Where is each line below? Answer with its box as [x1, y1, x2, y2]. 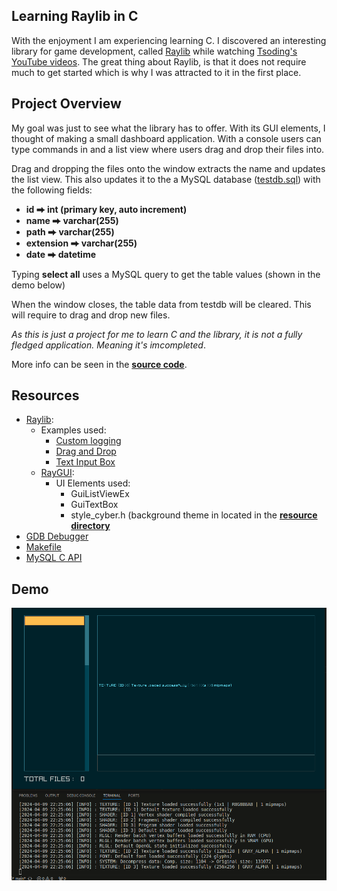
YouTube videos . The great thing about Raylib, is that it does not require [11, 55, 307, 68]
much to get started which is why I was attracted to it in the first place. [11, 66, 302, 78]
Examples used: [40, 424, 107, 436]
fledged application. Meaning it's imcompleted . [11, 339, 206, 351]
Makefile [25, 541, 62, 553]
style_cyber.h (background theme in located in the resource [70, 509, 318, 521]
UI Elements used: [55, 477, 131, 489]
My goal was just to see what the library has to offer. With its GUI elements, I [11, 122, 326, 134]
